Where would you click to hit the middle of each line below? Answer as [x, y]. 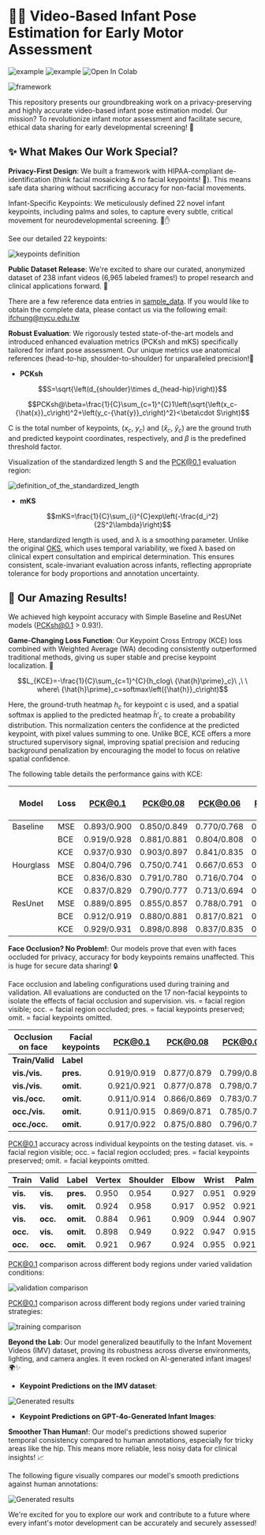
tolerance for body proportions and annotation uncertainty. [104, 573]
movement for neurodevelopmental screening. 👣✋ [90, 220]
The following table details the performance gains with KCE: [106, 774]
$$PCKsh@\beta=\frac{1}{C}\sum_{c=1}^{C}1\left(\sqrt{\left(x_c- [132, 404]
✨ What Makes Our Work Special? [93, 152]
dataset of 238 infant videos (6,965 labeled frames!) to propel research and [131, 277]
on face [33, 1047]
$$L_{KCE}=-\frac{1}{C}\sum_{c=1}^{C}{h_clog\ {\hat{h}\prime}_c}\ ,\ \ [132, 681]
